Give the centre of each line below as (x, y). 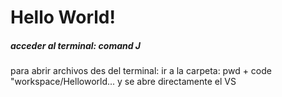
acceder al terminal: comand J (76, 45)
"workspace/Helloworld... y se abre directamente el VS (123, 82)
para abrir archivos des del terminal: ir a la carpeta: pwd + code (141, 71)
